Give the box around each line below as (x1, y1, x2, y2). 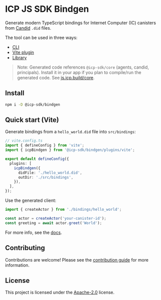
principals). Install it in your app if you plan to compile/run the (17, 69, 141, 75)
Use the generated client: (5, 197, 56, 203)
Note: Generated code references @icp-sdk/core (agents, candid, (17, 64, 149, 70)
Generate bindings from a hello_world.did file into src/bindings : (5, 129, 136, 135)
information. (5, 262, 30, 268)
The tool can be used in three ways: (5, 35, 78, 40)
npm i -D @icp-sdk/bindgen (5, 102, 60, 107)
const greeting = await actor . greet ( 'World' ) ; (5, 221, 102, 225)
